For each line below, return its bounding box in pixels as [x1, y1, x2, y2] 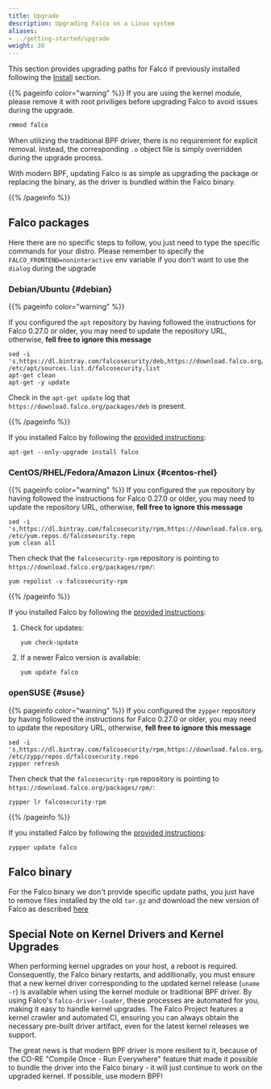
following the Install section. [8, 73, 102, 82]
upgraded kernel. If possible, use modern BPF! [8, 1071, 163, 1081]
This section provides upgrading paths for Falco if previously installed [8, 64, 240, 74]
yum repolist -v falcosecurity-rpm [8, 578, 128, 586]
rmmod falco [8, 121, 48, 129]
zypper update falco [8, 843, 78, 851]
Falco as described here [8, 904, 89, 914]
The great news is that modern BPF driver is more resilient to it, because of [8, 1045, 258, 1055]
